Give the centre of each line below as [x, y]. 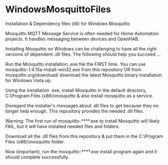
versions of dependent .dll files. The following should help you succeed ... [83, 54]
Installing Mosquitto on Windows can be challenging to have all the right [81, 49]
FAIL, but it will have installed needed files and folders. [63, 126]
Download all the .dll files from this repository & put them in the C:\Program [84, 136]
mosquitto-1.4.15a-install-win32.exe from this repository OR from [73, 69]
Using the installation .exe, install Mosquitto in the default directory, [76, 90]
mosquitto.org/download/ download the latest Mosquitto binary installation [84, 75]
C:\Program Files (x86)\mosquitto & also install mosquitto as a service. [79, 96]
